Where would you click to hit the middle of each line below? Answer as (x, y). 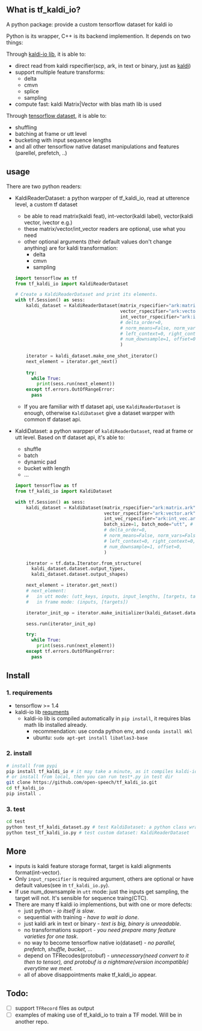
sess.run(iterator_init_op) (61, 624)
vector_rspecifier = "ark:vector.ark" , (151, 513)
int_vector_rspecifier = (150, 317)
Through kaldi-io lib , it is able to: (46, 54)
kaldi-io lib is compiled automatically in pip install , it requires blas (107, 718)
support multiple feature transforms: (60, 72)
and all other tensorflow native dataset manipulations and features (97, 146)
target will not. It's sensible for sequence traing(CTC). (81, 898)
